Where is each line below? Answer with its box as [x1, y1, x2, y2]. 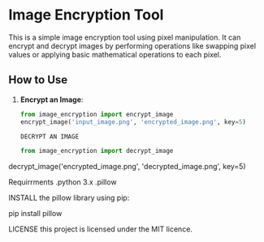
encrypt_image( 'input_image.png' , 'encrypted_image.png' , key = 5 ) [19, 117, 246, 126]
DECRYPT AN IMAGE [19, 132, 80, 141]
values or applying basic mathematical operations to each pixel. [8, 49, 222, 59]
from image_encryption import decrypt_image [19, 147, 174, 155]
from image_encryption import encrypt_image [19, 110, 174, 118]
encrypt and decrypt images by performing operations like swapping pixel [8, 40, 257, 50]
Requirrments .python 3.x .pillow [8, 177, 117, 187]
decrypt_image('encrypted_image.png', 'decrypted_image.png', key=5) [8, 162, 246, 172]
